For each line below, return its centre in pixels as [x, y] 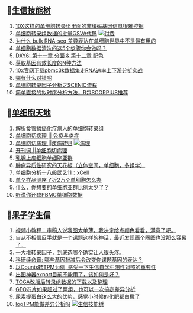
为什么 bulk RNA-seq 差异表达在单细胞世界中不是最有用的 [86, 41]
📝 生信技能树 [29, 11]
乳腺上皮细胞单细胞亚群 [44, 158]
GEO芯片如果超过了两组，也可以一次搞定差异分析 [75, 289]
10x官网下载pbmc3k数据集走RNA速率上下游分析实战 [79, 70]
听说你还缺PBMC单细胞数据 [49, 194]
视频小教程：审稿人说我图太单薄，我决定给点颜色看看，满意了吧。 [96, 230]
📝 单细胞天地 [29, 113]
